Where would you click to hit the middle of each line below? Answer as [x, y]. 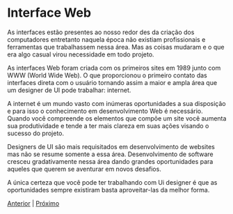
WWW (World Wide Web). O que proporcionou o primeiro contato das [107, 75]
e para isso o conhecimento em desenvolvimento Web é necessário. [105, 111]
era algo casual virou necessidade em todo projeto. [81, 54]
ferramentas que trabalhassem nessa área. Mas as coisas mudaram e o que [116, 47]
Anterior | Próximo [33, 203]
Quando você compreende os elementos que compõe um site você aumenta [117, 118]
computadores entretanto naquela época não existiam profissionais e [106, 39]
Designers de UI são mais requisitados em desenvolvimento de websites [111, 146]
